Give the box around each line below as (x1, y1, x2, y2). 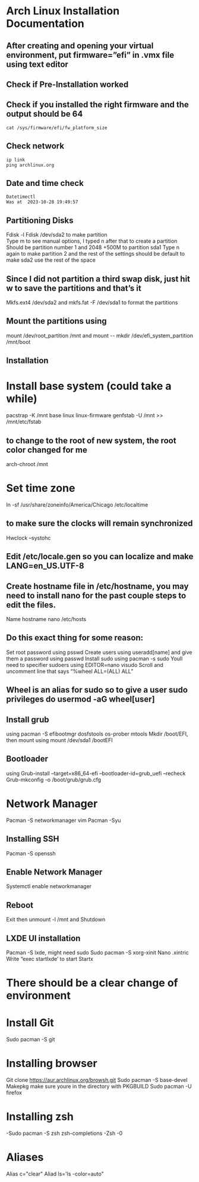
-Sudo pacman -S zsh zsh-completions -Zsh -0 (6, 1130, 123, 1137)
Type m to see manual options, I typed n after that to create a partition (6, 237, 178, 245)
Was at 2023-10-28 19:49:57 (6, 199, 78, 205)
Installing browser (6, 1057, 97, 1071)
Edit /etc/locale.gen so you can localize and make (6, 551, 194, 561)
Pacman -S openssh (6, 849, 56, 857)
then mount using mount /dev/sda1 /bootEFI (6, 736, 113, 743)
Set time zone (6, 482, 75, 495)
